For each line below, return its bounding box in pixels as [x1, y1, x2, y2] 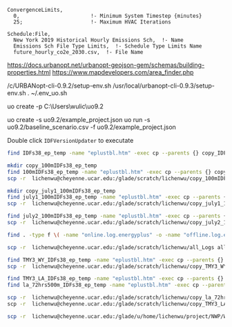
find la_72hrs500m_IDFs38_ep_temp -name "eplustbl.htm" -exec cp [7, 281, 199, 289]
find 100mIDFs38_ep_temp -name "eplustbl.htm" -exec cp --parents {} [7, 168, 212, 175]
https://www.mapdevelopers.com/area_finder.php [52, 68, 194, 76]
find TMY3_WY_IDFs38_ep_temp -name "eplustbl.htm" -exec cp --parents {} [7, 256, 224, 264]
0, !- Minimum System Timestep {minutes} [13, 12, 202, 19]
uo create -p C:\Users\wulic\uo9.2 [7, 102, 104, 110]
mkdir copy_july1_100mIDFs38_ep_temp [7, 187, 116, 195]
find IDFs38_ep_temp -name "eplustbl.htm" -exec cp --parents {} [7, 150, 199, 157]
